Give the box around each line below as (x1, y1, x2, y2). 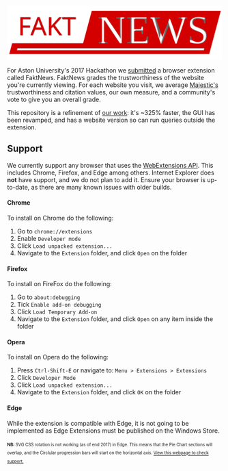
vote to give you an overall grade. (7, 95, 101, 103)
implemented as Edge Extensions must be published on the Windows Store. (7, 427, 220, 435)
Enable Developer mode (16, 235, 81, 243)
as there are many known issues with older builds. (31, 183, 172, 191)
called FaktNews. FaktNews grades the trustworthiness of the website (7, 74, 205, 81)
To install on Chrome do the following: (7, 214, 114, 222)
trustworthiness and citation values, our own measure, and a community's (7, 88, 216, 96)
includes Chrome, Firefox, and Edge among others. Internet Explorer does (7, 168, 215, 177)
